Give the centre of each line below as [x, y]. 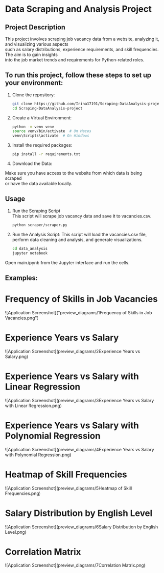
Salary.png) [17, 356]
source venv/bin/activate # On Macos [52, 131]
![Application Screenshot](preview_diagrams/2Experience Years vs [73, 351]
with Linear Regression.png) [34, 406]
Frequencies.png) [23, 493]
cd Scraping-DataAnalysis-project [47, 108]
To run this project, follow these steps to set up [78, 75]
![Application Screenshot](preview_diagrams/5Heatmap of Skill [69, 488]
